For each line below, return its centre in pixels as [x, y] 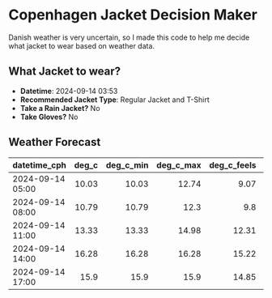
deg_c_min [127, 165]
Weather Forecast [55, 142]
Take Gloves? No [49, 117]
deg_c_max [179, 165]
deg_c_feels [233, 165]
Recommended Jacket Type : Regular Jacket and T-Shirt [115, 100]
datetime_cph [40, 165]
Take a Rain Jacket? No [60, 108]
